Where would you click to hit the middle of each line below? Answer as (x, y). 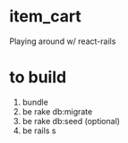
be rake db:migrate (57, 111)
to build (38, 77)
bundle (35, 102)
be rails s (39, 130)
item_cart (46, 17)
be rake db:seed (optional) (71, 121)
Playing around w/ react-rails (63, 41)
